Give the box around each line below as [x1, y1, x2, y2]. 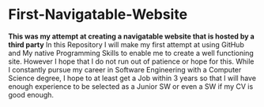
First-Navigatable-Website [8, 6, 188, 24]
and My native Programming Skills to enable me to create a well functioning [8, 48, 255, 57]
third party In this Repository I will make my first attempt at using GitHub [8, 39, 245, 49]
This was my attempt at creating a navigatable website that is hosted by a [8, 31, 255, 41]
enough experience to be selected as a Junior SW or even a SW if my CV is [8, 81, 254, 91]
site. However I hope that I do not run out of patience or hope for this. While [8, 57, 255, 66]
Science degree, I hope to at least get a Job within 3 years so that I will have [8, 73, 257, 83]
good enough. [8, 90, 54, 99]
